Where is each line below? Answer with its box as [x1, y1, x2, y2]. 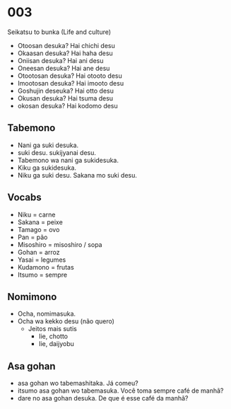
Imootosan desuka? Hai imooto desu [17, 79, 124, 87]
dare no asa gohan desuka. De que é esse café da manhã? [17, 394, 189, 403]
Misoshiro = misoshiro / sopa [17, 240, 102, 248]
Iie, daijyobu [38, 340, 74, 348]
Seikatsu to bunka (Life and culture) [7, 28, 112, 36]
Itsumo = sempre [17, 270, 68, 279]
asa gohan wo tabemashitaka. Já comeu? [17, 379, 139, 388]
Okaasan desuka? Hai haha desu [17, 49, 113, 57]
